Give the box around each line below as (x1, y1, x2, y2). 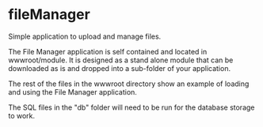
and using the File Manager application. (8, 87, 137, 96)
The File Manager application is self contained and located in (8, 47, 208, 56)
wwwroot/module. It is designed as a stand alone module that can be (8, 55, 234, 65)
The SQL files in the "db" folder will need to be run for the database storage (8, 103, 255, 112)
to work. (8, 110, 36, 120)
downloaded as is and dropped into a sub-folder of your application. (8, 63, 231, 73)
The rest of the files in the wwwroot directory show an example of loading (8, 79, 250, 88)
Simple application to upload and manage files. (8, 32, 162, 41)
